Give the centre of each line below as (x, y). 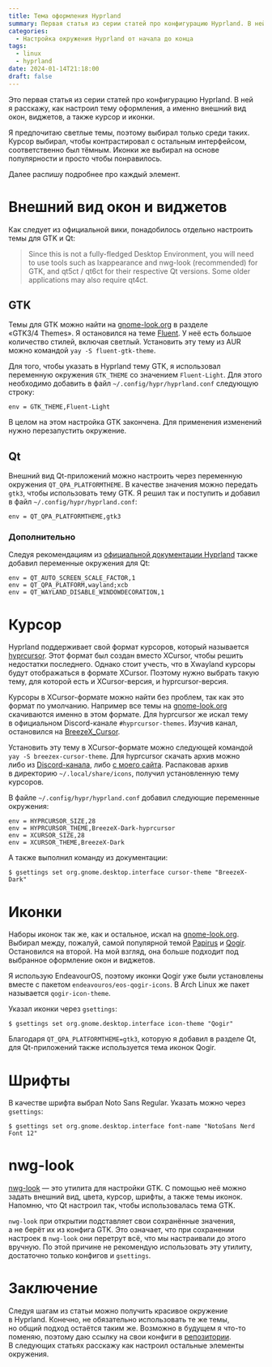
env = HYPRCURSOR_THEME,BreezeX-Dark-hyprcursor (92, 828)
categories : (28, 31)
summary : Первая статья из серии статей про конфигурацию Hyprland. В (130, 24)
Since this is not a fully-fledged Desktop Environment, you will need (141, 253)
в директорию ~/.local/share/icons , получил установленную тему (124, 773)
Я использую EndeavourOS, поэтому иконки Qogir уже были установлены (136, 976)
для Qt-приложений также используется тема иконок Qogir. (112, 1048)
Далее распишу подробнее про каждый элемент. (94, 174)
